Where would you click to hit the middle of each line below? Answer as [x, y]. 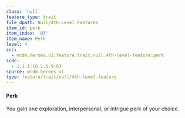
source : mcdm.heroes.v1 [35, 72]
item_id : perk [23, 28]
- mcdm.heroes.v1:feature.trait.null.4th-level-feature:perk [88, 55]
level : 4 [17, 45]
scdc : [13, 60]
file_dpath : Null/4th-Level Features [52, 22]
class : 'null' [23, 11]
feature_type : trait [31, 17]
